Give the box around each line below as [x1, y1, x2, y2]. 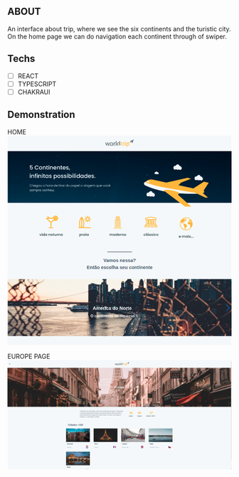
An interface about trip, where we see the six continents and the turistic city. [7, 24, 231, 33]
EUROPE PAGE [7, 352, 51, 360]
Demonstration [7, 109, 76, 121]
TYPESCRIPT [17, 80, 57, 88]
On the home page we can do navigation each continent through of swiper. [7, 32, 228, 41]
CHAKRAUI [17, 87, 51, 96]
